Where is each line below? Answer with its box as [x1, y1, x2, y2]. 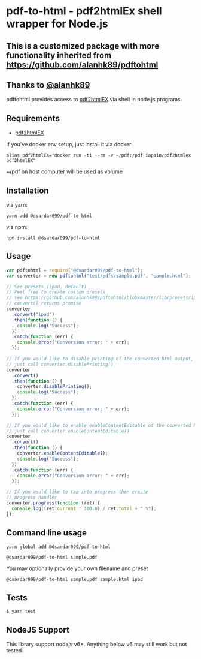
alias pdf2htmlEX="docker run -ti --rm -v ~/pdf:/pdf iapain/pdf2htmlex [6, 152, 191, 158]
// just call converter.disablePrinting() [6, 361, 114, 367]
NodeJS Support [6, 625, 70, 635]
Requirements [6, 113, 60, 124]
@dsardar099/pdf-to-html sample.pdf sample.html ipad [6, 576, 144, 582]
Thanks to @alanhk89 [6, 80, 90, 90]
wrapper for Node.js [6, 17, 109, 31]
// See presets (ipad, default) [6, 284, 87, 290]
